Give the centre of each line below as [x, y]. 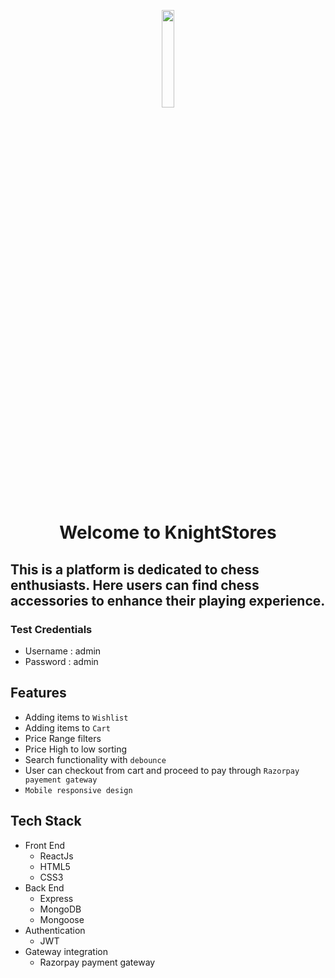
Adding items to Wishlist [76, 717]
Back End [44, 887]
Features [38, 693]
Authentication [55, 930]
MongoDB [60, 909]
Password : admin [61, 661]
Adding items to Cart [67, 727]
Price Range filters [63, 738]
